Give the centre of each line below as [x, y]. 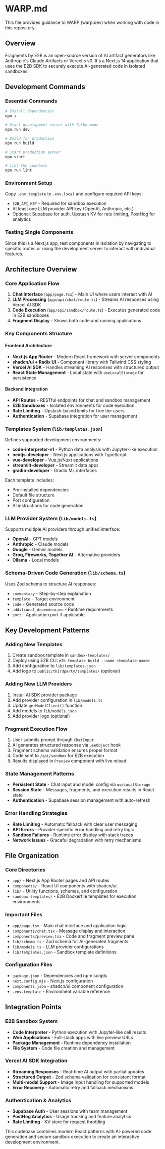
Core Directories [25, 869]
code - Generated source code [43, 604]
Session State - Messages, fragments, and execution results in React [83, 790]
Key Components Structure [39, 334]
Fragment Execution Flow [36, 729]
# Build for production [30, 138]
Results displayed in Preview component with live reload [69, 761]
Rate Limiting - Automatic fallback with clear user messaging [75, 824]
